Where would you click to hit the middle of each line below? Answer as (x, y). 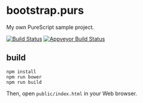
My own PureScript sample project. (50, 27)
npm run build (24, 82)
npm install (21, 72)
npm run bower (24, 77)
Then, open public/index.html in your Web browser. (72, 93)
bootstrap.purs (45, 11)
